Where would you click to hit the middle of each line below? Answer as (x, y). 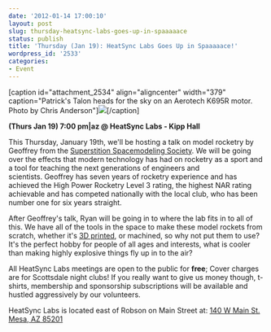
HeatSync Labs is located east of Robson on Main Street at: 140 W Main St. (134, 310)
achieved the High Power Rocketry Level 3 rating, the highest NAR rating (130, 185)
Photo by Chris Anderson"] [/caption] (74, 110)
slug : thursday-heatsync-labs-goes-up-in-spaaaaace (98, 31)
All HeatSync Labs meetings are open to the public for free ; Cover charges (134, 269)
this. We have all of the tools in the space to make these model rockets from (135, 227)
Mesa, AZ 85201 (36, 319)
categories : (28, 62)
